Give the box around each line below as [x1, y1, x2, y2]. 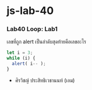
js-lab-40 [6, 4, 54, 18]
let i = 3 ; [6, 50, 33, 56]
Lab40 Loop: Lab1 [6, 25, 58, 33]
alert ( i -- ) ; [12, 61, 46, 67]
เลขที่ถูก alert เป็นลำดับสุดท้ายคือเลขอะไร [6, 38, 87, 45]
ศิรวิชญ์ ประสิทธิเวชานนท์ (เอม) [15, 77, 75, 84]
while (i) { [6, 56, 36, 61]
